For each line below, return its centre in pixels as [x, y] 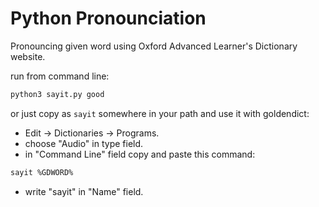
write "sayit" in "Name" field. [84, 191]
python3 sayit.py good [57, 94]
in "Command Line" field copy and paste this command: [140, 154]
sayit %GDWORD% [42, 172]
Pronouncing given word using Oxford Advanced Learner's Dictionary [154, 46]
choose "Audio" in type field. [84, 143]
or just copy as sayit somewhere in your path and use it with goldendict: [160, 113]
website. [28, 56]
